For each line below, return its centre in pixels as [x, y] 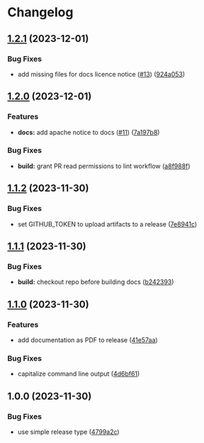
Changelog [40, 12]
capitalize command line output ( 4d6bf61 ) [79, 374]
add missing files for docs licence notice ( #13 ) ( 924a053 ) [101, 74]
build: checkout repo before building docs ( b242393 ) [96, 282]
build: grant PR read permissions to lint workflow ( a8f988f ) [104, 166]
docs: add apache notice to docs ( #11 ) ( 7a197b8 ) [89, 132]
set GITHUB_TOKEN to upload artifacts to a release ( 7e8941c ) [107, 224]
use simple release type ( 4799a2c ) [68, 432]
